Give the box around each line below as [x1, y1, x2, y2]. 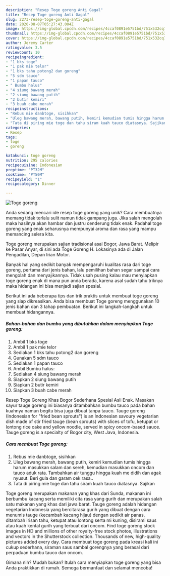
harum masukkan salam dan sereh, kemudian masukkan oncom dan [13, 465, 154, 471]
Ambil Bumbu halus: [13, 366, 55, 372]
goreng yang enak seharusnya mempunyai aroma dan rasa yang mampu [6, 226, 156, 232]
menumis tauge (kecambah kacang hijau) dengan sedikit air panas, [6, 512, 145, 518]
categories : [6, 125, 31, 130]
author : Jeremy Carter [6, 41, 53, 46]
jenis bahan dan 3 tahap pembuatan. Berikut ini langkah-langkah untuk [6, 303, 153, 310]
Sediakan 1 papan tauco [13, 360, 63, 366]
